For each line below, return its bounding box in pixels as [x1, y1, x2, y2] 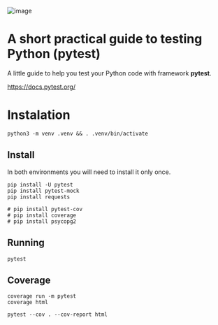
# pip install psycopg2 [7, 217, 77, 225]
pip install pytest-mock [7, 187, 80, 194]
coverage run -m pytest [7, 293, 77, 300]
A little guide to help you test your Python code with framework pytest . [7, 68, 212, 77]
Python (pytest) [7, 46, 101, 62]
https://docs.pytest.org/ [7, 82, 75, 91]
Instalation [7, 107, 71, 123]
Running [7, 237, 45, 249]
